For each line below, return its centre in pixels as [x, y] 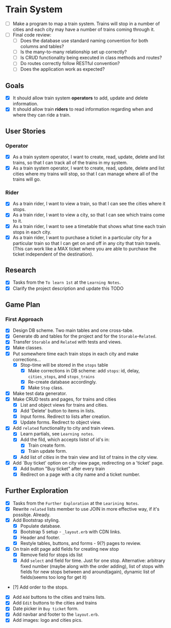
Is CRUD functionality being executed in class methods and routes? [91, 58]
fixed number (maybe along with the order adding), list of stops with [92, 567]
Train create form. [47, 445]
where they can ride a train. [42, 115]
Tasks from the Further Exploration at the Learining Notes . [76, 503]
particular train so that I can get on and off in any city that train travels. [87, 243]
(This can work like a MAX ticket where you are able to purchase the [84, 248]
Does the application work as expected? [63, 69]
